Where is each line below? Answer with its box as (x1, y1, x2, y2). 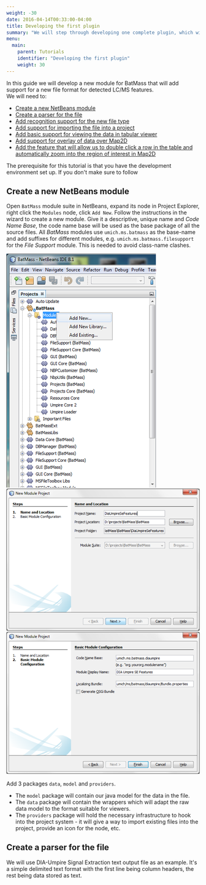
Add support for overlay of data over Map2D (15, 137, 128, 144)
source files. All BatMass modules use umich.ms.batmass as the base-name (6, 228, 196, 236)
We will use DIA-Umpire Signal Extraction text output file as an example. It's (6, 859, 197, 866)
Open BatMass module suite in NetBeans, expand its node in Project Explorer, (6, 203, 200, 210)
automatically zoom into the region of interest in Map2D (15, 150, 156, 157)
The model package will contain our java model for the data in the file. (15, 792, 190, 800)
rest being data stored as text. (6, 871, 82, 879)
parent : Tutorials (17, 49, 64, 55)
